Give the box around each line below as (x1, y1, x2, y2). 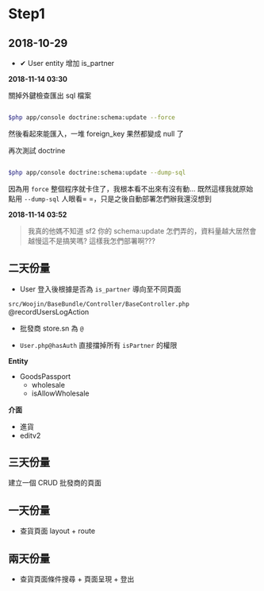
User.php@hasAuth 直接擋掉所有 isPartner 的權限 (19, 340, 178, 350)
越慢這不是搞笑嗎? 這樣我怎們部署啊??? (27, 236, 156, 245)
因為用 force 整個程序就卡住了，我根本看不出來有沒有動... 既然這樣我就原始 (8, 183, 254, 193)
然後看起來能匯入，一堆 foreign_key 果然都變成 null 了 (8, 129, 184, 138)
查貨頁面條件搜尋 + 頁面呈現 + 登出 (19, 574, 135, 584)
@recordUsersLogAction (8, 307, 90, 316)
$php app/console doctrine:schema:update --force (8, 114, 176, 122)
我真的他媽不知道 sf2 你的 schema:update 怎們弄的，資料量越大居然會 (27, 226, 257, 235)
